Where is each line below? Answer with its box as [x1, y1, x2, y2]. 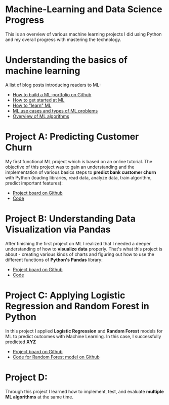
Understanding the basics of [5, 54, 128, 66]
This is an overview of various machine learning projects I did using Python [5, 31, 162, 37]
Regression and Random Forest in [5, 300, 149, 312]
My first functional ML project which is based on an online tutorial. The [5, 158, 153, 164]
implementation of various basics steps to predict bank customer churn [5, 169, 156, 175]
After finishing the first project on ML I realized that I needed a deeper [5, 240, 151, 246]
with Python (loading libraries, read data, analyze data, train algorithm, [5, 174, 152, 180]
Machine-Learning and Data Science [5, 4, 162, 15]
